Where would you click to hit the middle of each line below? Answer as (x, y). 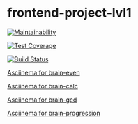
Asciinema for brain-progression (54, 113)
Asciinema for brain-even (44, 72)
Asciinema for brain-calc (43, 86)
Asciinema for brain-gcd (42, 100)
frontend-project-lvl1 (69, 13)
